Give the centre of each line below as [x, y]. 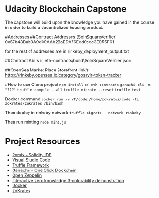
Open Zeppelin [27, 175]
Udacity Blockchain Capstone [66, 9]
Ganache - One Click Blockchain [44, 170]
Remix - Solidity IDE [32, 155]
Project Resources [43, 141]
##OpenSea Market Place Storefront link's [47, 70]
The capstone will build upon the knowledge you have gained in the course [80, 22]
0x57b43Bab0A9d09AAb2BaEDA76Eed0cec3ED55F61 [60, 42]
